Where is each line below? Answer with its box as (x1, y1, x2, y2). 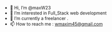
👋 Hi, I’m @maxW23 (9, 5, 51, 10)
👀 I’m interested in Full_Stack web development (9, 10, 107, 16)
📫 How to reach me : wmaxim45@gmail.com (9, 21, 103, 27)
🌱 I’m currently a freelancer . (9, 15, 69, 21)
